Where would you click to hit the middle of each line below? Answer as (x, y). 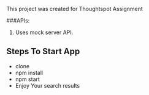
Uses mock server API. (44, 32)
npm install (29, 72)
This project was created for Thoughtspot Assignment (74, 9)
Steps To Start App (43, 51)
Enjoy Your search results (48, 85)
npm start (27, 79)
